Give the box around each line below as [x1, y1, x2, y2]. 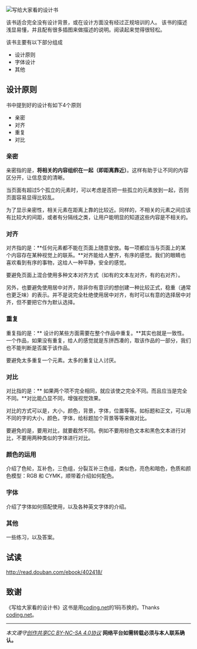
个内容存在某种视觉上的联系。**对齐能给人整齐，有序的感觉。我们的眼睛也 [6, 252, 186, 259]
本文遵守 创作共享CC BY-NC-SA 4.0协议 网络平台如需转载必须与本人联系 [6, 629, 180, 636]
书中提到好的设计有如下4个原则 [6, 101, 82, 108]
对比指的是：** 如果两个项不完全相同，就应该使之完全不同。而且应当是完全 [6, 387, 188, 394]
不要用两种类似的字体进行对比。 [16, 434, 94, 441]
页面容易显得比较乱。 [6, 194, 57, 201]
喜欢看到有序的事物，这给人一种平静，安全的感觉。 [6, 259, 130, 266]
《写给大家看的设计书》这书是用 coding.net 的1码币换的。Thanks [6, 604, 160, 611]
